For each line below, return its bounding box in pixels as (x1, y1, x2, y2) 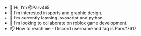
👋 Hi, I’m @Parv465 (9, 5, 50, 10)
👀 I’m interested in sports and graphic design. (9, 10, 103, 16)
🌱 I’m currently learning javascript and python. (9, 15, 104, 20)
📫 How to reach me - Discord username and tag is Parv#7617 (9, 26, 137, 31)
